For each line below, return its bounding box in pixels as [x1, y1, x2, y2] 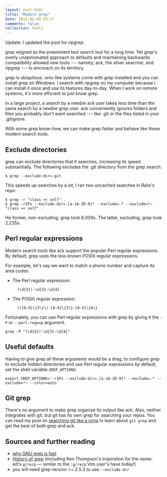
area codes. [5, 267, 30, 274]
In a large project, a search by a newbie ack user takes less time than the [5, 100, 155, 106]
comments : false [5, 21, 39, 26]
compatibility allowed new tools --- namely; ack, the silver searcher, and [5, 60, 154, 66]
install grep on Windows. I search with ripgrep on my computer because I [5, 80, 156, 86]
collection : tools [5, 26, 43, 31]
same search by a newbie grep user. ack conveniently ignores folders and [5, 106, 157, 112]
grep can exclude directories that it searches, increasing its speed [5, 158, 141, 164]
